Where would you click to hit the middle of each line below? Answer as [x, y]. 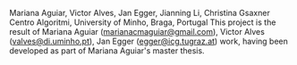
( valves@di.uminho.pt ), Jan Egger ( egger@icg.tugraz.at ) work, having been [149, 41]
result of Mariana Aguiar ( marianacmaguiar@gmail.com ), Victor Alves [137, 32]
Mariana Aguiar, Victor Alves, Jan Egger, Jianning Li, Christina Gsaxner [140, 13]
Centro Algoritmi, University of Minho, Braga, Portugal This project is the [143, 22]
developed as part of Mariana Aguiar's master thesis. [107, 51]
